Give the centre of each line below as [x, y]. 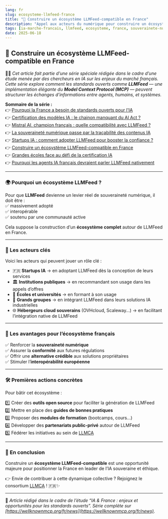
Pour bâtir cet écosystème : [34, 393]
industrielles [25, 305]
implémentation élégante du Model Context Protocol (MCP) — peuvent [79, 89]
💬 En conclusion [25, 452]
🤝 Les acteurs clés [28, 250]
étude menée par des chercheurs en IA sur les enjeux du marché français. [82, 79]
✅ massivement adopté [29, 206]
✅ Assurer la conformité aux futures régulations [55, 350]
